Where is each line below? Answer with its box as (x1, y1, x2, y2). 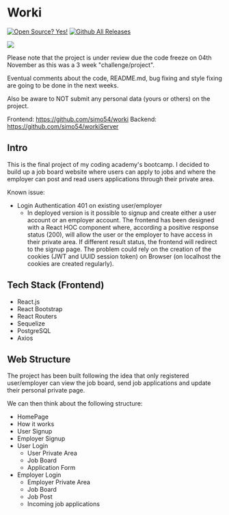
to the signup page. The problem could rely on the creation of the (27, 245, 212, 253)
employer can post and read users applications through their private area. (7, 174, 215, 183)
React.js (16, 298, 40, 306)
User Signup (16, 427, 53, 436)
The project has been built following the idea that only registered (7, 371, 189, 380)
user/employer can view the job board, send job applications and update (7, 379, 211, 387)
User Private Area (27, 449, 77, 458)
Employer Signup (16, 434, 66, 443)
